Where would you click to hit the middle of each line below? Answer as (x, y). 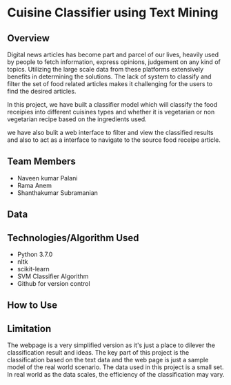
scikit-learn (33, 269)
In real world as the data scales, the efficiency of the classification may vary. (116, 375)
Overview (29, 38)
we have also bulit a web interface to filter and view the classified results (110, 133)
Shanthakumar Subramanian (58, 192)
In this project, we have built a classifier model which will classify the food (112, 104)
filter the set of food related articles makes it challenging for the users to (110, 84)
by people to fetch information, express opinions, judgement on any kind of (114, 62)
